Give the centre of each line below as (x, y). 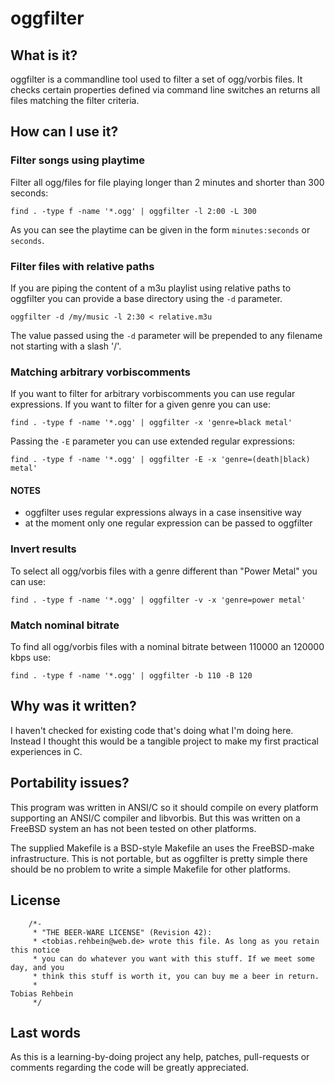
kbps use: (31, 658)
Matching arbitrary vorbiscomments (100, 372)
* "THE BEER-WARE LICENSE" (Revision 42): (122, 932)
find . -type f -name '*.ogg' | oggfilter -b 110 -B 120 (131, 676)
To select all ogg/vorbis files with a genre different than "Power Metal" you (164, 571)
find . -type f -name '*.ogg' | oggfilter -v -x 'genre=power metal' (158, 600)
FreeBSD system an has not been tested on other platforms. (133, 828)
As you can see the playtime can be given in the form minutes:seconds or (160, 229)
